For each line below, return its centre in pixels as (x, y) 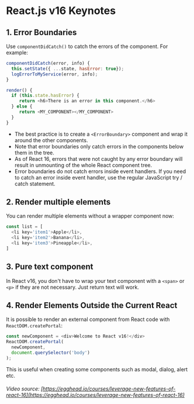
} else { (22, 106)
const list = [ (25, 227)
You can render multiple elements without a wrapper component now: (90, 216)
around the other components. (51, 140)
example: (17, 53)
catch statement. (35, 184)
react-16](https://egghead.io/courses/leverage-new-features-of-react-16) (96, 395)
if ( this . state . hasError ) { (46, 96)
